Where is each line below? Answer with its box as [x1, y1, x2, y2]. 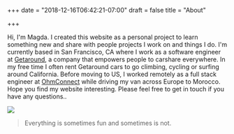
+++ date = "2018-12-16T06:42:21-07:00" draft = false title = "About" [7, 6, 206, 14]
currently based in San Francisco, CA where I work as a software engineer [7, 48, 221, 56]
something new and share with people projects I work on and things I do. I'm [7, 40, 228, 48]
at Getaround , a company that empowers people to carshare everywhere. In [7, 55, 226, 64]
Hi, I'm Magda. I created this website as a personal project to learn [7, 33, 198, 41]
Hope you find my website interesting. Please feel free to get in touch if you [7, 85, 225, 93]
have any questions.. [7, 92, 67, 100]
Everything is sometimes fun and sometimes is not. [24, 119, 172, 127]
